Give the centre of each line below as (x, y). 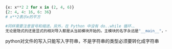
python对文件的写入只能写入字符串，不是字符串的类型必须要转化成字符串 (82, 41)
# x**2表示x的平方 (23, 17)
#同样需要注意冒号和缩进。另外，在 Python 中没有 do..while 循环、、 (71, 26)
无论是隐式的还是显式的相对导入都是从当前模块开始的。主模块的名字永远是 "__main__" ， (85, 31)
